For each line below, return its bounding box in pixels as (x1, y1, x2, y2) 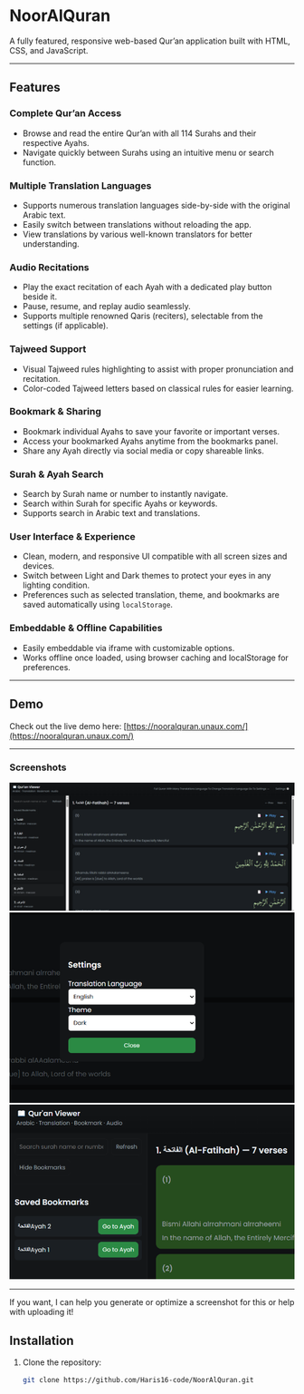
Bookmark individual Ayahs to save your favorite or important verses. (22, 425, 280, 436)
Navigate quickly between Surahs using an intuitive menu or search (22, 147, 274, 158)
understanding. (22, 238, 80, 249)
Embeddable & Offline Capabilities (9, 622, 163, 635)
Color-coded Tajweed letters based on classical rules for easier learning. (22, 383, 294, 394)
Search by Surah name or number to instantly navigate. (22, 489, 229, 500)
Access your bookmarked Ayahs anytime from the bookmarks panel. (22, 435, 279, 446)
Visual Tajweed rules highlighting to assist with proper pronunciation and (22, 364, 294, 375)
